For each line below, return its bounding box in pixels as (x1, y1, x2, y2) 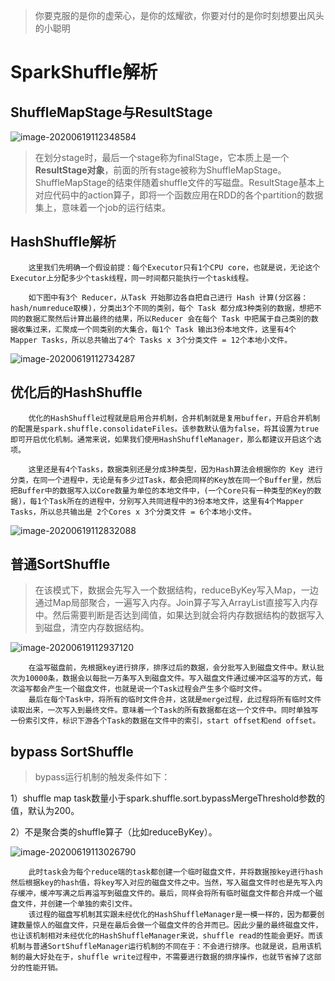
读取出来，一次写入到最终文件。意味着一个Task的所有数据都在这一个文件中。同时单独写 (10, 705, 319, 716)
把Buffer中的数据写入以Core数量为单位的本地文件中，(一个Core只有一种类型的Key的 (10, 485, 315, 496)
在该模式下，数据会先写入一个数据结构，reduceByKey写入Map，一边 (34, 584, 319, 596)
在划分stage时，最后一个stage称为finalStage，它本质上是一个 (34, 152, 290, 163)
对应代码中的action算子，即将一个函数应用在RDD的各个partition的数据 (34, 189, 324, 201)
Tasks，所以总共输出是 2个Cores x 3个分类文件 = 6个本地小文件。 (10, 507, 257, 517)
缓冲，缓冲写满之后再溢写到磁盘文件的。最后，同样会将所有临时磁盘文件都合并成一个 (17, 889, 316, 899)
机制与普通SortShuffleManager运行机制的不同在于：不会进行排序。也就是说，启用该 (10, 942, 315, 952)
